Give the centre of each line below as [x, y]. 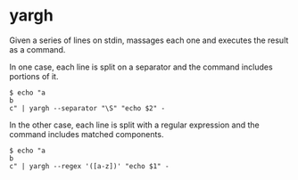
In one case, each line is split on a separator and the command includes [141, 67]
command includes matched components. [87, 134]
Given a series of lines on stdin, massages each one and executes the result [149, 40]
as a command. [37, 49]
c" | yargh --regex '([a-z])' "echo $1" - [89, 166]
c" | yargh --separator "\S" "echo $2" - [87, 108]
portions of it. [34, 76]
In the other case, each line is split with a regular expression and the [135, 125]
